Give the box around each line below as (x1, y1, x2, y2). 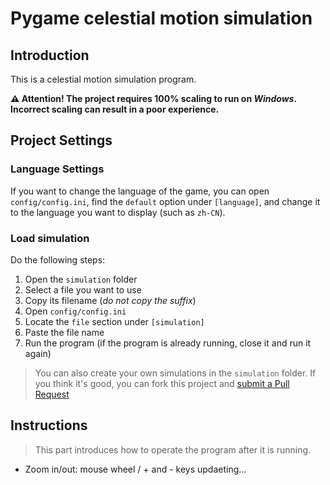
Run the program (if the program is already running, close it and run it (24, 337, 312, 349)
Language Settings (10, 162, 105, 176)
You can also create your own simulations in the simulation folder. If (34, 367, 317, 379)
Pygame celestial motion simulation (10, 7, 313, 30)
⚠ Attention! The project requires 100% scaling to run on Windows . (10, 93, 297, 104)
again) (24, 347, 52, 359)
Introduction (10, 47, 90, 64)
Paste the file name (24, 326, 105, 338)
